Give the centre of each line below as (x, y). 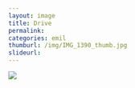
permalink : (27, 30)
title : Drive (30, 23)
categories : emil (37, 38)
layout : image (32, 16)
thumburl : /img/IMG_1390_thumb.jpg (68, 46)
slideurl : (25, 53)
